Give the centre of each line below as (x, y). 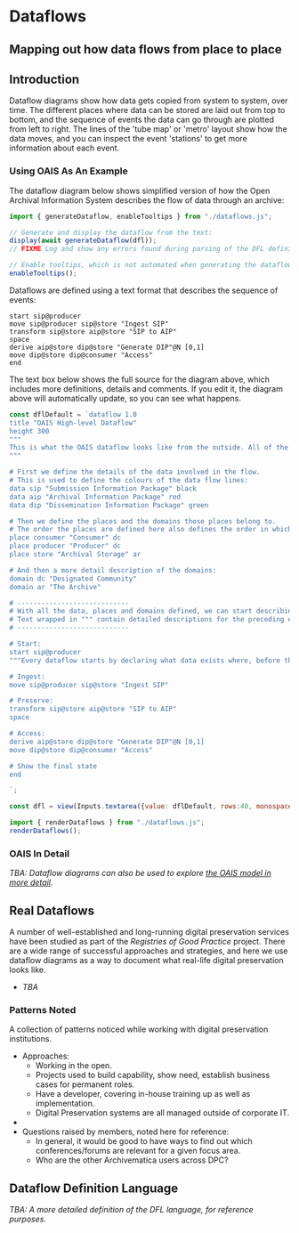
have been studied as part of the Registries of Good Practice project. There (147, 942)
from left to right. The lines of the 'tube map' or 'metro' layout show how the (148, 129)
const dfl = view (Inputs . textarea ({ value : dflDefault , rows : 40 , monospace (151, 807)
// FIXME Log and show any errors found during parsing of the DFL (137, 249)
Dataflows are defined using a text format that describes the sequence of (144, 290)
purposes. (28, 1219)
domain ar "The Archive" (55, 587)
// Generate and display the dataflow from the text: (111, 232)
